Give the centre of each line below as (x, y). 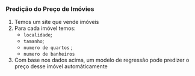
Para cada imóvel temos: (45, 28)
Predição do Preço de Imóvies (50, 9)
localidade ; (38, 35)
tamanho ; (34, 41)
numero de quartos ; (48, 47)
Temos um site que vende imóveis (57, 22)
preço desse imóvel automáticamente (61, 66)
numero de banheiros (49, 54)
